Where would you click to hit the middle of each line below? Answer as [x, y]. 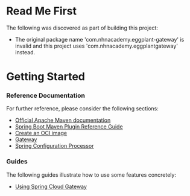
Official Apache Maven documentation [63, 120]
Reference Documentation [46, 96]
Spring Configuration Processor [54, 146]
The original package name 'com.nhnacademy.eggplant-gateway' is [100, 39]
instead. [25, 52]
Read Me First [42, 11]
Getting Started [46, 77]
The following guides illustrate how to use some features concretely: [91, 175]
